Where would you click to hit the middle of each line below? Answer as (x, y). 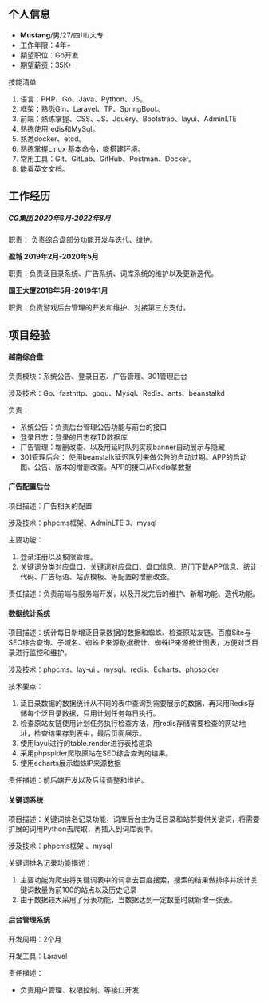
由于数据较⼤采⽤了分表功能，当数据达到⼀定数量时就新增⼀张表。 (128, 900)
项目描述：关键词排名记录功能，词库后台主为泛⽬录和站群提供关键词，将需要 (134, 819)
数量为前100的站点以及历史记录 (85, 890)
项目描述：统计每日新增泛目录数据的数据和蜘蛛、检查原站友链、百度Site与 (130, 633)
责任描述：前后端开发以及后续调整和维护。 (78, 780)
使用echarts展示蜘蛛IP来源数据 (71, 763)
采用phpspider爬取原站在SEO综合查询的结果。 (96, 753)
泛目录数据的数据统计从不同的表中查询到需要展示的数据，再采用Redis (134, 704)
